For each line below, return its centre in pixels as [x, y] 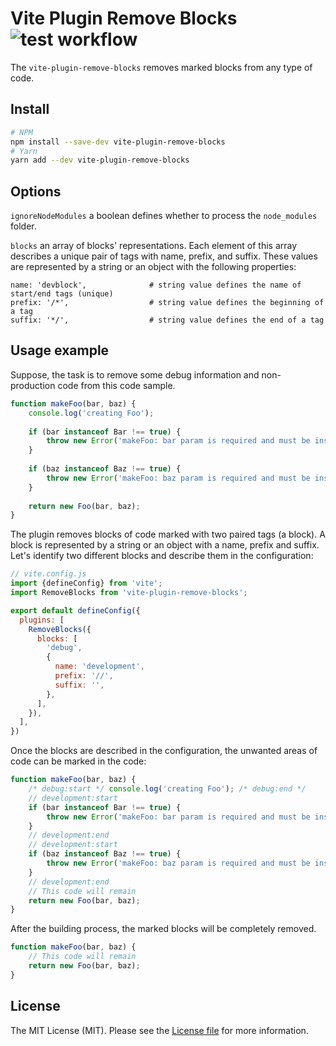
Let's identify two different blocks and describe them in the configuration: [162, 556]
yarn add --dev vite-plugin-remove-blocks [100, 160]
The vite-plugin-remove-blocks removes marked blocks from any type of [161, 67]
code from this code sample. [116, 385]
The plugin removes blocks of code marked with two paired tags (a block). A [168, 534]
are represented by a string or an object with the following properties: [153, 267]
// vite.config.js [48, 574]
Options [36, 191]
